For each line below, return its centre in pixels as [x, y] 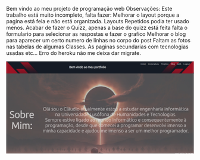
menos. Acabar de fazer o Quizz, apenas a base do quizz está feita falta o [97, 27]
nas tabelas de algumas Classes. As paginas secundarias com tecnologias [97, 47]
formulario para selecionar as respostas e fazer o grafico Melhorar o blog [96, 34]
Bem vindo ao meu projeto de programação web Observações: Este [89, 9]
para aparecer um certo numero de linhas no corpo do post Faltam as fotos [98, 40]
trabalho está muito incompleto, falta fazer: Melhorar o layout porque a [93, 15]
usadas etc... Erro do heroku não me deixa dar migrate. [74, 53]
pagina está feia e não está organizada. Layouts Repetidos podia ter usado [98, 21]
